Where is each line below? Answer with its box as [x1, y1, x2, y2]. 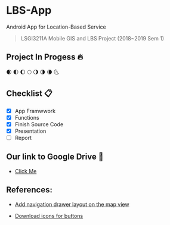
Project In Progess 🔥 [6, 52, 84, 62]
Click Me [14, 167, 37, 174]
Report [14, 134, 32, 141]
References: [6, 185, 52, 195]
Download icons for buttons [14, 212, 84, 219]
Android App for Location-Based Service [6, 23, 106, 30]
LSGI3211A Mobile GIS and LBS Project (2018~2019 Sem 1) [20, 35, 165, 42]
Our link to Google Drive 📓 [6, 152, 104, 162]
